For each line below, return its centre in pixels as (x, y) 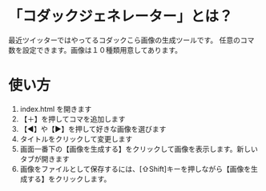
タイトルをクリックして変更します (76, 139)
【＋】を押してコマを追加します (73, 119)
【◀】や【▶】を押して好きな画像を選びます (93, 129)
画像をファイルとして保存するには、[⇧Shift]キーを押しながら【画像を (135, 169)
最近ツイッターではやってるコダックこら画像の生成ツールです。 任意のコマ (131, 40)
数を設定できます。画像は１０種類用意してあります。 (95, 50)
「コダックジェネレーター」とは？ (121, 16)
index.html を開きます (56, 109)
